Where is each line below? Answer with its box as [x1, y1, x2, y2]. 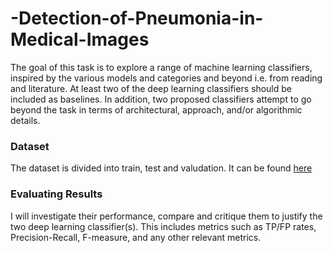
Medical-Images [10, 28, 150, 51]
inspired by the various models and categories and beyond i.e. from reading [10, 72, 323, 84]
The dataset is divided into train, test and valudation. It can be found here [10, 162, 313, 174]
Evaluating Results [10, 187, 103, 201]
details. [10, 114, 41, 126]
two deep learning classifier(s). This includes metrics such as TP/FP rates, [10, 220, 317, 232]
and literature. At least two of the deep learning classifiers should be [10, 82, 292, 94]
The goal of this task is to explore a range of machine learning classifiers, [10, 61, 313, 73]
